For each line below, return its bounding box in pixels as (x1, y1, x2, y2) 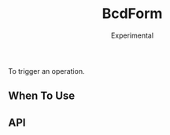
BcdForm (102, 5, 163, 23)
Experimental (110, 31, 154, 40)
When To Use (8, 89, 76, 103)
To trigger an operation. (8, 66, 85, 75)
